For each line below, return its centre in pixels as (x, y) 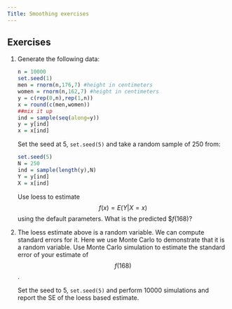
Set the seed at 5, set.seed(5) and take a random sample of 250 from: (119, 144)
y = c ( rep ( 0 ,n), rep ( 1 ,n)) (55, 98)
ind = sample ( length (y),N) (57, 170)
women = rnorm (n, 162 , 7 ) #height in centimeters (88, 92)
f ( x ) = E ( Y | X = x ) (123, 207)
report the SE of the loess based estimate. (78, 297)
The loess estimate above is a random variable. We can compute (111, 232)
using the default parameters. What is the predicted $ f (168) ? (105, 218)
